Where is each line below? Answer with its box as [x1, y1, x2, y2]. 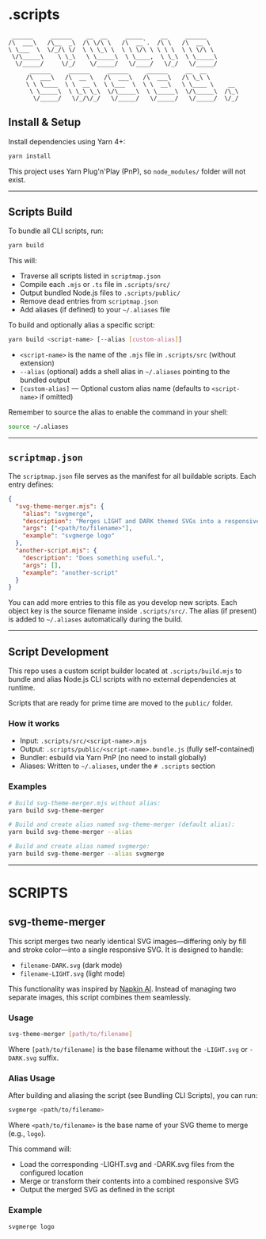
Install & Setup [8, 116, 82, 129]
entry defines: [8, 480, 54, 489]
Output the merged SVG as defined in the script [19, 1185, 176, 1195]
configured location [19, 1168, 85, 1178]
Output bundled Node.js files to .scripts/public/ [19, 288, 180, 298]
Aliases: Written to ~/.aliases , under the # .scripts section [19, 761, 216, 771]
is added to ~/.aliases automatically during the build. [8, 614, 184, 624]
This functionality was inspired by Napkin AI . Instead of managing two [8, 984, 237, 993]
